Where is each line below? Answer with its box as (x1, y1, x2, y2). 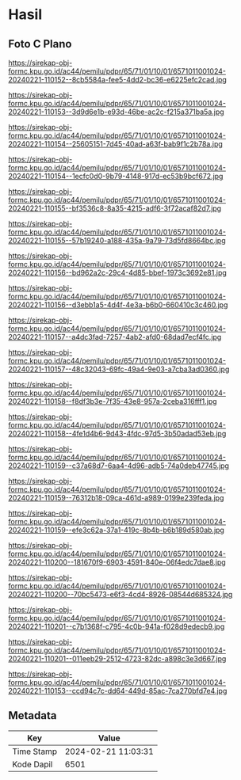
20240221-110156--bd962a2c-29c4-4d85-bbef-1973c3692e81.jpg (8, 268, 228, 277)
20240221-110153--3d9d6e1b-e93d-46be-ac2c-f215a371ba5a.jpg (8, 107, 224, 116)
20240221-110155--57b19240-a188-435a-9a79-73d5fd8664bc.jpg (8, 236, 226, 245)
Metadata (8, 709, 57, 722)
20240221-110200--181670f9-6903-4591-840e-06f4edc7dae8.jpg (8, 557, 226, 567)
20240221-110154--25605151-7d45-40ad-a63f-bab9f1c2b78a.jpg (8, 139, 224, 148)
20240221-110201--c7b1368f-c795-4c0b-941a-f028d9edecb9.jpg (8, 622, 225, 631)
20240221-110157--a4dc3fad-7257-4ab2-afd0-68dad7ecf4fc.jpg (8, 333, 222, 341)
